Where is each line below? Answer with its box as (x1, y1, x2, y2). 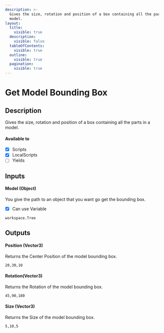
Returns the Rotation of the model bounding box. (5, 284, 103, 290)
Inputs (5, 172, 25, 180)
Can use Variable (12, 206, 47, 212)
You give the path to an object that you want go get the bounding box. (5, 196, 146, 202)
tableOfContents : (9, 43, 45, 48)
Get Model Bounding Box (5, 87, 108, 98)
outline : (9, 52, 27, 58)
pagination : (9, 61, 34, 66)
